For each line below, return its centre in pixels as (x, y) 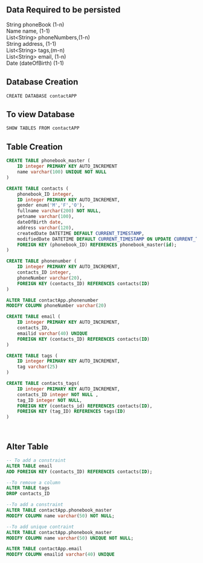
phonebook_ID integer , (46, 194)
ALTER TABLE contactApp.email (44, 549)
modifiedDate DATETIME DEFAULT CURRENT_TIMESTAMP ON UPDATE (94, 239)
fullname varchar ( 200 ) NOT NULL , (59, 211)
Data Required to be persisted (63, 10)
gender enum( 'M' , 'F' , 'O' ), (51, 205)
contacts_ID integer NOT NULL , (58, 394)
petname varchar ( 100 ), (46, 217)
